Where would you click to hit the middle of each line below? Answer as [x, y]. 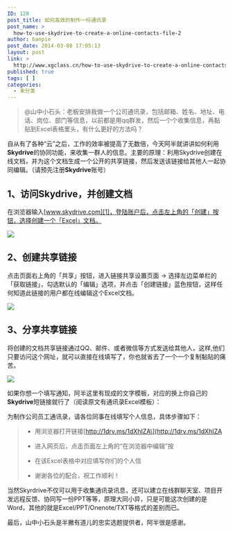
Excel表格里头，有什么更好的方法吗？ [90, 129]
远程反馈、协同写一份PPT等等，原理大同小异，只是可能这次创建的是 [110, 499]
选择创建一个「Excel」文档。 [60, 220]
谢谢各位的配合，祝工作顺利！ [77, 475]
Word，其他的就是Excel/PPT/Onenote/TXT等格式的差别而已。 [95, 507]
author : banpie [29, 40]
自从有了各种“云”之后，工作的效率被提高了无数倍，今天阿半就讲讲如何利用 [113, 144]
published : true [31, 71]
